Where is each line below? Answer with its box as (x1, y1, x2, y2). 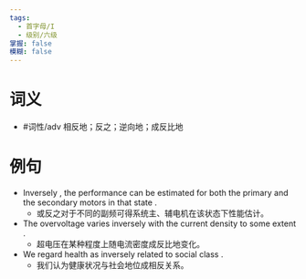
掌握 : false (9, 38, 52, 48)
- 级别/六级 (17, 30, 58, 39)
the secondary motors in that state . (22, 197, 158, 208)
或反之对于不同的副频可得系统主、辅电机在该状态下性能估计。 (36, 208, 269, 219)
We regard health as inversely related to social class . (22, 249, 224, 260)
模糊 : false (9, 47, 52, 57)
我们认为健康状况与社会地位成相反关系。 (36, 260, 189, 270)
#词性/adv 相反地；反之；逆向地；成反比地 (22, 121, 185, 132)
